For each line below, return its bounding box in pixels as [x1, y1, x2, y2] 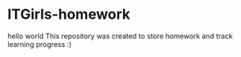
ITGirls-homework [7, 5, 131, 23]
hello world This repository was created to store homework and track [7, 31, 233, 41]
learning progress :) [7, 39, 72, 48]
